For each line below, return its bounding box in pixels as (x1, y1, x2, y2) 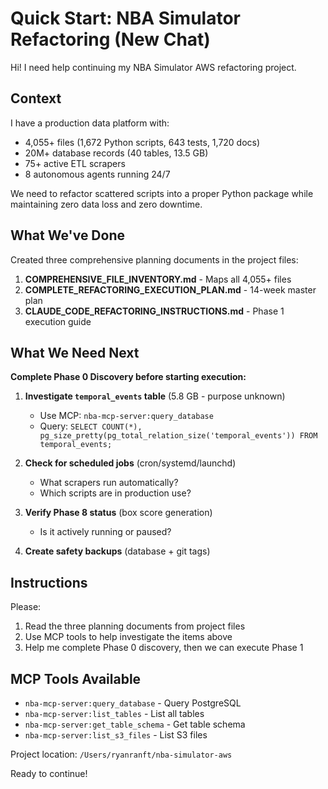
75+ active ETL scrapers (24, 157, 126, 169)
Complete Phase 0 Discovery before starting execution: (10, 371, 247, 383)
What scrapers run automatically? (39, 477, 179, 489)
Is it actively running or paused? (39, 526, 172, 538)
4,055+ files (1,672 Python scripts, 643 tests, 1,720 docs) (24, 136, 261, 148)
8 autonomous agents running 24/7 (24, 168, 171, 180)
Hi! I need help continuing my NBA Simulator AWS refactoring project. (10, 61, 297, 73)
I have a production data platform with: (10, 117, 170, 129)
